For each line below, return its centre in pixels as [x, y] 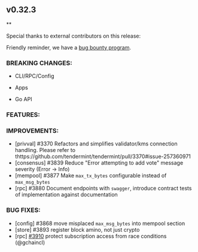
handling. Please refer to [45, 150]
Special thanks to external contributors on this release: [74, 36]
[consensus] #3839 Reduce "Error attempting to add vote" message [99, 163]
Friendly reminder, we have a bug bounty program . [69, 47]
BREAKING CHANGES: [39, 63]
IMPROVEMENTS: [32, 130]
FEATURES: [23, 115]
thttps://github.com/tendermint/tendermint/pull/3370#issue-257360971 [103, 157]
